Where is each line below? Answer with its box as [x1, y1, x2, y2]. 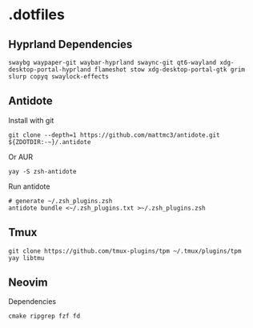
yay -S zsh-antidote [8, 167, 78, 175]
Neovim [8, 276, 48, 290]
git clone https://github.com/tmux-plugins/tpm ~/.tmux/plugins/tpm [8, 246, 242, 255]
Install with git [8, 115, 54, 125]
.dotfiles [8, 6, 66, 24]
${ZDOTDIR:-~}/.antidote [8, 138, 91, 146]
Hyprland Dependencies [8, 38, 133, 51]
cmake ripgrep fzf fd [8, 312, 81, 321]
